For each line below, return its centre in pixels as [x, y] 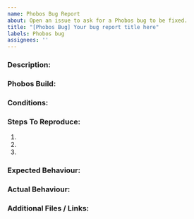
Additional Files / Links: [48, 208]
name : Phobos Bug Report [44, 14]
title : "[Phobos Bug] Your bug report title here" [83, 27]
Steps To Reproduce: [44, 122]
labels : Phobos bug [36, 34]
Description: [29, 65]
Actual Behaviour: [39, 189]
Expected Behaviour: [44, 170]
